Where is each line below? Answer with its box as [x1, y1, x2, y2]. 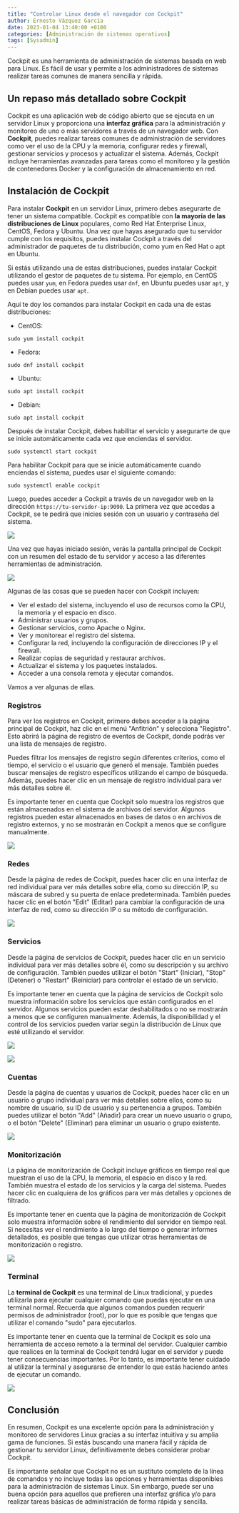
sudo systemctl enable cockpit [7, 482, 101, 489]
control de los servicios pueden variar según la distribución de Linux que [7, 1020, 222, 1028]
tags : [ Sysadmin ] [7, 37, 59, 44]
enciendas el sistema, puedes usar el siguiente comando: [7, 468, 176, 477]
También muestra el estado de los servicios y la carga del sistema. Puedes [7, 1181, 227, 1190]
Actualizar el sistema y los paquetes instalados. [17, 661, 158, 669]
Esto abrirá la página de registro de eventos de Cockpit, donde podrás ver [7, 732, 225, 741]
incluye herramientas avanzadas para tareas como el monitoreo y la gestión [7, 156, 230, 165]
